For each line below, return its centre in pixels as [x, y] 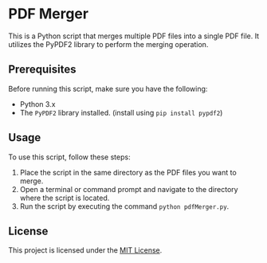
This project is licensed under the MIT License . [85, 250]
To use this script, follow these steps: [69, 157]
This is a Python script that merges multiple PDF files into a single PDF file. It [134, 36]
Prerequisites [42, 70]
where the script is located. [65, 198]
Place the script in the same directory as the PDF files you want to [128, 172]
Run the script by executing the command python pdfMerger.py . [124, 206]
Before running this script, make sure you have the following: [108, 88]
